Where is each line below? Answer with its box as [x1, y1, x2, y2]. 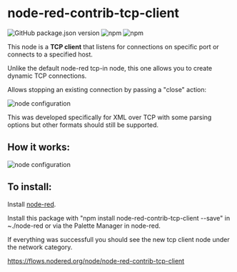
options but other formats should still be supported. [7, 120, 159, 129]
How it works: [7, 141, 70, 153]
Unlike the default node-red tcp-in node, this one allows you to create [7, 64, 213, 72]
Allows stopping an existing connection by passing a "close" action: [7, 85, 207, 94]
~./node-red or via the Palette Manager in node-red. [7, 221, 161, 230]
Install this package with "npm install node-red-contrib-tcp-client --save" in [7, 213, 231, 222]
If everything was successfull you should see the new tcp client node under [7, 235, 230, 243]
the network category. [7, 243, 73, 251]
